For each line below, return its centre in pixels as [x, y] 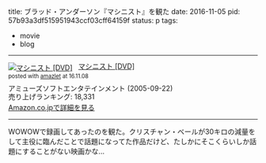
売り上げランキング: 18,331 [51, 97]
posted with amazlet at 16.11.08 [48, 76]
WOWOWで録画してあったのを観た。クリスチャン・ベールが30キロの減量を [132, 132]
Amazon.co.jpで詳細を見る [51, 107]
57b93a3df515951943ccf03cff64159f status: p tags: [93, 20]
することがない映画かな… [64, 151]
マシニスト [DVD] [106, 66]
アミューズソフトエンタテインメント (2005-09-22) [91, 88]
